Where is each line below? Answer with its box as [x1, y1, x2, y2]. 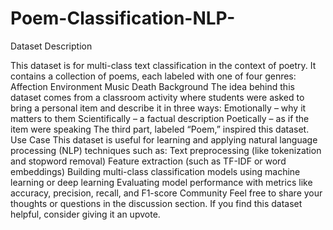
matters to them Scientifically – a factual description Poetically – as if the [10, 112, 310, 124]
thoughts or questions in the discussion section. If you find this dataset [10, 197, 303, 209]
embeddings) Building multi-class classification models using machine [10, 165, 301, 177]
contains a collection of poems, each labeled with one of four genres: [10, 70, 297, 82]
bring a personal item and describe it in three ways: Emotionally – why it [10, 102, 307, 114]
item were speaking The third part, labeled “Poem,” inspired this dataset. [10, 123, 310, 135]
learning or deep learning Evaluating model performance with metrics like [10, 176, 313, 188]
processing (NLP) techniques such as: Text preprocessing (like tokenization [10, 144, 322, 156]
